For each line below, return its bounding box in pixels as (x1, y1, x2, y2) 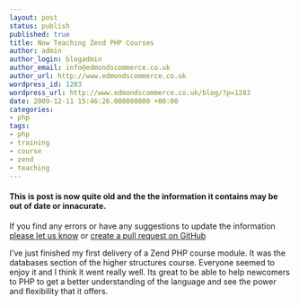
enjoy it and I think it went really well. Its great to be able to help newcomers (9, 266, 290, 277)
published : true (9, 30, 70, 39)
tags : (9, 122, 30, 131)
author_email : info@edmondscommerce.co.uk (9, 64, 171, 73)
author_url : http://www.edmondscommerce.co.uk (9, 72, 187, 81)
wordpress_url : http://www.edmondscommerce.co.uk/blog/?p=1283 (9, 88, 251, 97)
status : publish (9, 22, 70, 30)
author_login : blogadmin (9, 55, 102, 64)
